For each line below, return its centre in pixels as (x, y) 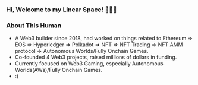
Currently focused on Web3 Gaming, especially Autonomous (89, 64)
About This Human (34, 25)
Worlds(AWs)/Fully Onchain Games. (59, 70)
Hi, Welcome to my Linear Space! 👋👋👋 (62, 10)
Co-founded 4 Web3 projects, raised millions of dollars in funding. (96, 57)
